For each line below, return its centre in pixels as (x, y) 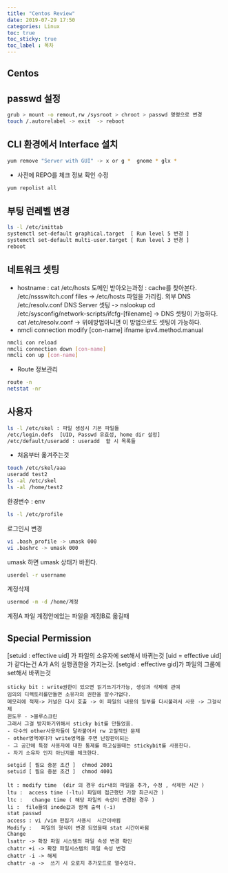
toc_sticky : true (32, 39)
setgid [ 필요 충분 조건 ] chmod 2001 (60, 766)
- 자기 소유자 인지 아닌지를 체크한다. (53, 753)
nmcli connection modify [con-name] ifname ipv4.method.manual (110, 330)
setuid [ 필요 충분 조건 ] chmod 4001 (60, 772)
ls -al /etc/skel (32, 481)
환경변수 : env (26, 501)
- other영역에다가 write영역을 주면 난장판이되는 (68, 739)
